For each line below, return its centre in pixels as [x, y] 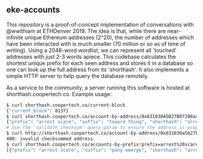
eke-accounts [33, 10]
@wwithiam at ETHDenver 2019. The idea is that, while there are [86, 31]
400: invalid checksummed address [50, 139]
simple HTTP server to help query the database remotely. [78, 76]
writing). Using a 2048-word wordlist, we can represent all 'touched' [92, 50]
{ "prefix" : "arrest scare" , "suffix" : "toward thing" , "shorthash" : [94, 122]
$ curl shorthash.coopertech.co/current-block [66, 105]
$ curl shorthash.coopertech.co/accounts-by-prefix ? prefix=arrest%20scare [102, 144]
